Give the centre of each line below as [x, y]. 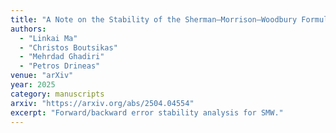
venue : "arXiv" [42, 76]
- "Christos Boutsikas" [68, 47]
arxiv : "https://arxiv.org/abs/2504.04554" [102, 103]
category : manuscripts [57, 94]
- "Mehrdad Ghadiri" [62, 57]
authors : [28, 29]
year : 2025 [33, 85]
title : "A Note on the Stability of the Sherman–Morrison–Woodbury [154, 19]
